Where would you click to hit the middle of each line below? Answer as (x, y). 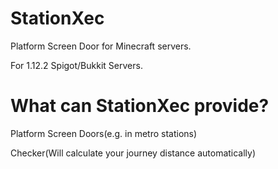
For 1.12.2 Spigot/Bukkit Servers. (76, 65)
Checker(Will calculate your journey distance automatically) (133, 153)
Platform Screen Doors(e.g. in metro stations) (104, 133)
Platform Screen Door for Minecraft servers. (101, 46)
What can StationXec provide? (140, 106)
